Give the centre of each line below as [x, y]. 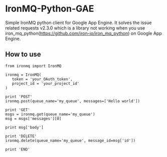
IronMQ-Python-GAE [50, 9]
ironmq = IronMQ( [23, 75]
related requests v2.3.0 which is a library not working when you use [75, 28]
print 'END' [18, 149]
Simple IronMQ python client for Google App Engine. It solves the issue [78, 23]
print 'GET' [18, 110]
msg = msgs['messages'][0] [33, 118]
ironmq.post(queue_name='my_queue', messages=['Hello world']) [73, 101]
